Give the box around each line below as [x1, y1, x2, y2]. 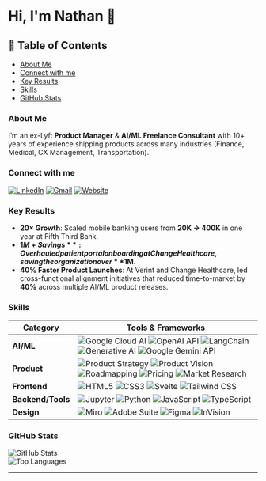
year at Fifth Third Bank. [19, 231, 99, 240]
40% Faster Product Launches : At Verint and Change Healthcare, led [19, 265, 248, 275]
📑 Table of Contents [8, 39, 108, 52]
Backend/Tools [12, 394, 70, 405]
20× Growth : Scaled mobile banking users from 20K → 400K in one [19, 223, 243, 233]
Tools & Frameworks [126, 322, 206, 333]
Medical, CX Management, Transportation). [8, 148, 150, 157]
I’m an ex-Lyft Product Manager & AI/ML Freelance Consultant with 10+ [8, 131, 245, 141]
